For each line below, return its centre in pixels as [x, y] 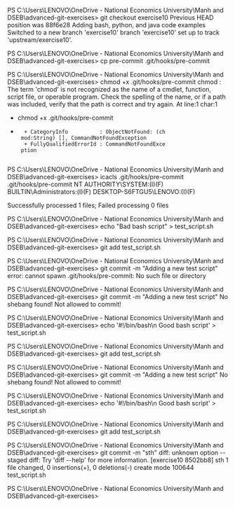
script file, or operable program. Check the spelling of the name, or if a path [116, 97]
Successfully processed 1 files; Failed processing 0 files [88, 205]
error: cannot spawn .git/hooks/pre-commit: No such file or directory [107, 276]
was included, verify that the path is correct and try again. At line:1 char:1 [113, 104]
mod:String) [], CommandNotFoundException [84, 138]
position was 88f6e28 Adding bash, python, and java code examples [106, 25]
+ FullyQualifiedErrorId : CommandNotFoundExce [95, 144]
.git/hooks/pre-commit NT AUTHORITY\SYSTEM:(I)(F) [85, 184]
